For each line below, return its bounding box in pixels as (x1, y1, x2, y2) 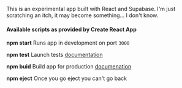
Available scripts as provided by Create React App (6, 26, 137, 33)
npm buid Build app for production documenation (6, 63, 132, 70)
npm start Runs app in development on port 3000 (6, 39, 130, 46)
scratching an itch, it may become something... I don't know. (6, 12, 159, 19)
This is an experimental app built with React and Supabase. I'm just (6, 5, 176, 12)
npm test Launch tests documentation (6, 51, 103, 59)
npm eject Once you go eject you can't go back (6, 75, 127, 82)
